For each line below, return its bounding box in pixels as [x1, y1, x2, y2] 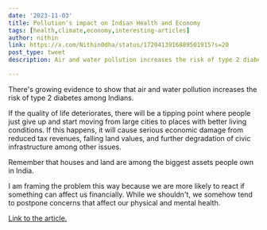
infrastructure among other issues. [8, 142, 122, 151]
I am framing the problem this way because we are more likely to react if [8, 181, 245, 190]
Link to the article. [8, 213, 68, 223]
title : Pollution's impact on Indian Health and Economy [8, 19, 201, 27]
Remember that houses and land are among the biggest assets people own [8, 157, 254, 167]
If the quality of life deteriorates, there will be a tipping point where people [8, 108, 251, 117]
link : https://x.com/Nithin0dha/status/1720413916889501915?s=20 [8, 41, 229, 49]
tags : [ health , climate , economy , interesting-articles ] [8, 26, 191, 34]
